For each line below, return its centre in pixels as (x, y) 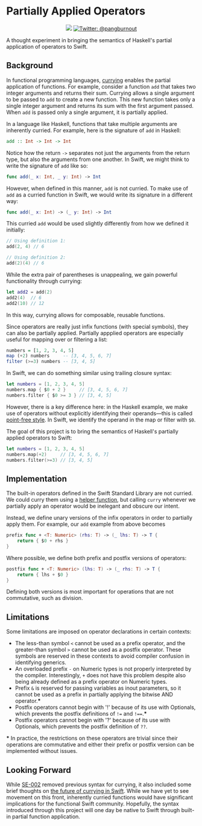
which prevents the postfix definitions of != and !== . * (81, 714)
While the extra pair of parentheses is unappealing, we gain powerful (92, 274)
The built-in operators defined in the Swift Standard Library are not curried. (99, 493)
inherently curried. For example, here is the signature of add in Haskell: (94, 130)
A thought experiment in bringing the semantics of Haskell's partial (89, 40)
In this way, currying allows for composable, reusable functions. (86, 315)
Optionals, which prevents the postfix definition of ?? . (81, 727)
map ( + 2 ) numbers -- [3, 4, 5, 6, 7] (59, 356)
